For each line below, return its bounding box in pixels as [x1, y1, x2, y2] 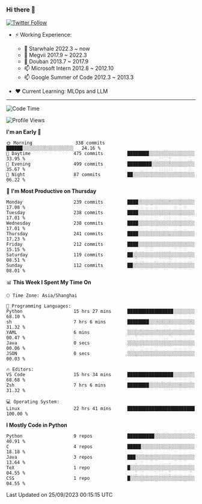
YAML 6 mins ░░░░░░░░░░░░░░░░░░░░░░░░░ [6, 330, 195, 336]
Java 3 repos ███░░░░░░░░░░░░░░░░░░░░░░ [6, 455, 195, 461]
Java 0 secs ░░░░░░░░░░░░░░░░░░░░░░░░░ [6, 340, 195, 346]
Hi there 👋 [6, 5, 36, 14]
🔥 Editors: [6, 367, 34, 373]
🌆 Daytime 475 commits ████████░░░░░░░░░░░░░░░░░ [6, 151, 195, 157]
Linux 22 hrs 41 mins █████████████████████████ [6, 406, 195, 412]
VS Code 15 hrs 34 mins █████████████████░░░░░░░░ [6, 372, 195, 378]
